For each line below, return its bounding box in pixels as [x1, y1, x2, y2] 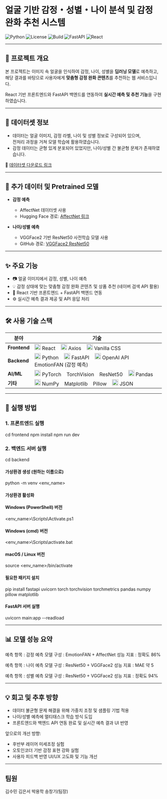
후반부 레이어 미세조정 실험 [12, 741, 65, 747]
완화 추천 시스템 [5, 17, 66, 28]
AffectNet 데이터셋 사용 [19, 207, 66, 213]
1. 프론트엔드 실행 [5, 420, 45, 427]
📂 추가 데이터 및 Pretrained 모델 [5, 182, 99, 191]
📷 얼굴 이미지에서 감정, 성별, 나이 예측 [12, 276, 87, 282]
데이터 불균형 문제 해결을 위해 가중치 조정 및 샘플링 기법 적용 [12, 707, 129, 713]
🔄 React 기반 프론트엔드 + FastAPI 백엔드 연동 [12, 290, 103, 296]
